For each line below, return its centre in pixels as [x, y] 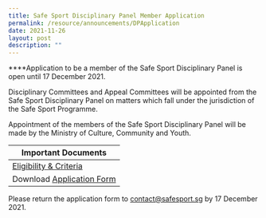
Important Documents [64, 153]
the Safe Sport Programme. [53, 109]
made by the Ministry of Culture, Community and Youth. [100, 133]
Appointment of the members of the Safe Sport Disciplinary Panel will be [127, 125]
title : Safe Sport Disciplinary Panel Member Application [106, 16]
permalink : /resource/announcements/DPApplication [94, 23]
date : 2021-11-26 [37, 30]
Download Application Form [64, 179]
